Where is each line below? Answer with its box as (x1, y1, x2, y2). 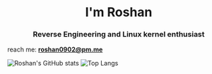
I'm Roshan (85, 4, 153, 20)
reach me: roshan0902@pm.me (7, 45, 103, 54)
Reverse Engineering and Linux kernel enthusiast (33, 30, 205, 39)
